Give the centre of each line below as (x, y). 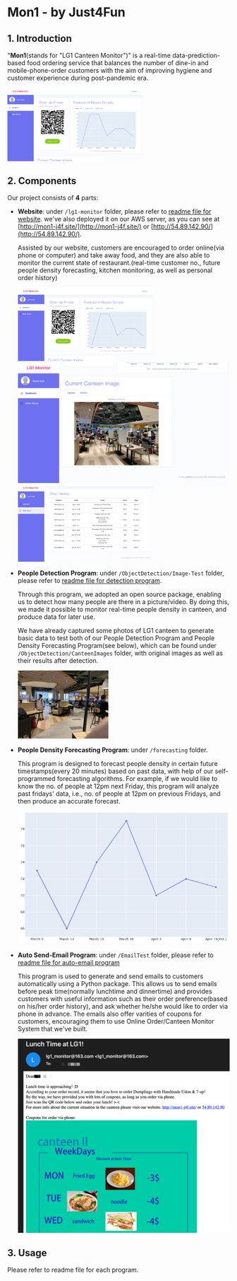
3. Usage (27, 1253)
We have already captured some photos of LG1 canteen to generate (116, 631)
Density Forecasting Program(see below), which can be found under (117, 646)
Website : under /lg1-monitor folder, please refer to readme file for (114, 211)
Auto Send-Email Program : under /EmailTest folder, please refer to (115, 955)
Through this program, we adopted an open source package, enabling (119, 594)
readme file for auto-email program (68, 963)
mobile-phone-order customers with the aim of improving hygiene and (110, 70)
